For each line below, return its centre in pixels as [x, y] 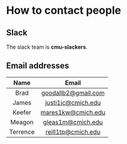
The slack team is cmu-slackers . [47, 47]
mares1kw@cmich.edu [73, 112]
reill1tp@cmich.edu [73, 131]
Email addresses [38, 66]
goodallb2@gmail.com [73, 92]
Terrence [22, 131]
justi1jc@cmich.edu [73, 103]
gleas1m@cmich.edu [73, 122]
